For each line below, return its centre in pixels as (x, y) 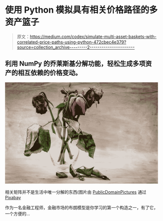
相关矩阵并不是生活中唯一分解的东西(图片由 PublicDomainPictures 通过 (76, 192)
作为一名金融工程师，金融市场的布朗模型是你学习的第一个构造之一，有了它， (81, 207)
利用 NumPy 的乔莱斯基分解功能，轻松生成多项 (75, 64)
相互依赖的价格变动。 (49, 73)
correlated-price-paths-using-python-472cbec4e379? (72, 42)
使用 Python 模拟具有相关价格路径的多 (81, 10)
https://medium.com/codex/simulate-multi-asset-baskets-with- (93, 37)
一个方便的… (18, 213)
